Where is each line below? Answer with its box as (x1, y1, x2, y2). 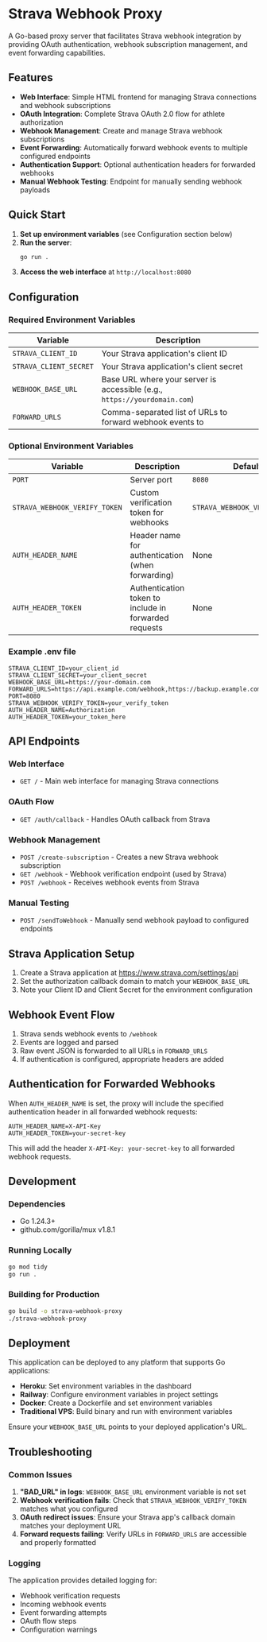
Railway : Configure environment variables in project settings (19, 1390, 219, 1400)
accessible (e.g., (101, 384, 163, 395)
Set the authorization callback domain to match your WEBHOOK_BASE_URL (19, 977, 250, 986)
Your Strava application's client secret (101, 361, 243, 372)
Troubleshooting (8, 1445, 93, 1458)
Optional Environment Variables (8, 440, 133, 451)
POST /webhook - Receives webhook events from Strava (19, 877, 200, 887)
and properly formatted (19, 1538, 97, 1547)
